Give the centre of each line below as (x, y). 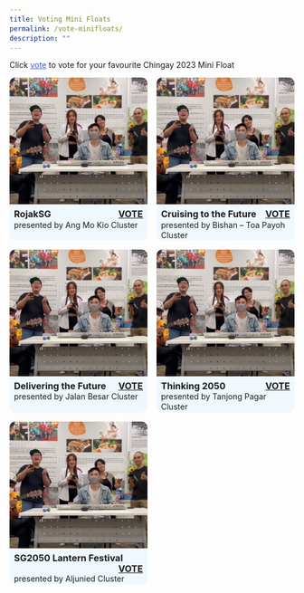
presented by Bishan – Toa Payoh (223, 225)
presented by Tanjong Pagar (214, 397)
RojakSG (33, 215)
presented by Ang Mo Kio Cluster (76, 225)
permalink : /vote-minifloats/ (66, 29)
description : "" (40, 38)
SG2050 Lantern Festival (69, 558)
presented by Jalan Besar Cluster (76, 397)
